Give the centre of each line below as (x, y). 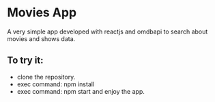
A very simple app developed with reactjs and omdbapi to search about (107, 31)
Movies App (42, 13)
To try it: (25, 61)
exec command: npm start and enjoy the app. (81, 91)
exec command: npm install (56, 84)
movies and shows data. (41, 38)
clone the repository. (46, 77)
